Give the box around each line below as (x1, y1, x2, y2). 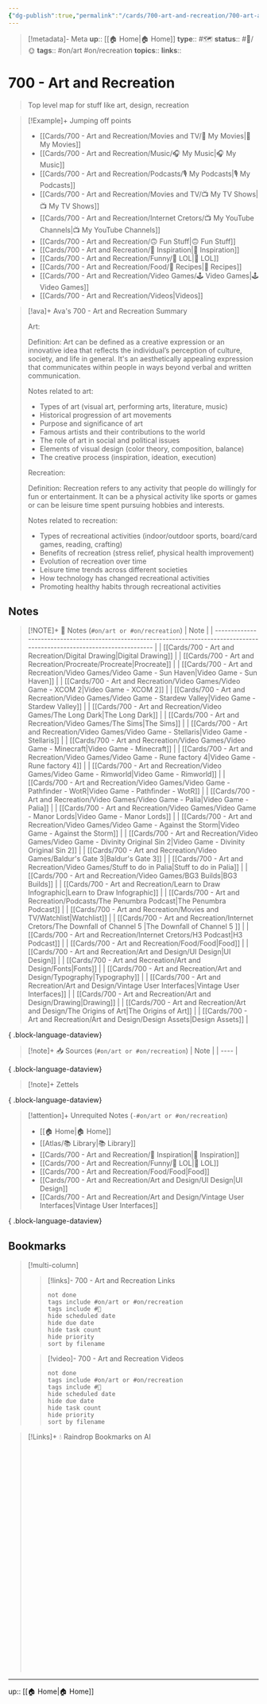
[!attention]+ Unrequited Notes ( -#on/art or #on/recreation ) (27, 1111, 228, 1121)
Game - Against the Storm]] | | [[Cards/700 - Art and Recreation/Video (27, 829, 258, 838)
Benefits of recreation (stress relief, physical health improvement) (39, 548, 254, 557)
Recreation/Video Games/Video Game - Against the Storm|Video (27, 821, 240, 830)
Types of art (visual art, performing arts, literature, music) (39, 401, 228, 411)
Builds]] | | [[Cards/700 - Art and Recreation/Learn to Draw (27, 879, 221, 889)
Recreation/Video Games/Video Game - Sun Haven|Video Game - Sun (27, 668, 257, 677)
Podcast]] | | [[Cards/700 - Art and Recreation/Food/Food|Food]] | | (27, 938, 249, 948)
